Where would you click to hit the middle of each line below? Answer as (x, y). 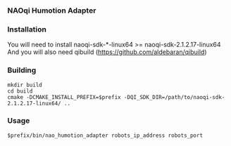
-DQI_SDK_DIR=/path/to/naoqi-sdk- (174, 97)
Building (22, 70)
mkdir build (25, 85)
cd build (20, 91)
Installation (27, 29)
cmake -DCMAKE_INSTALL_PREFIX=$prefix (64, 97)
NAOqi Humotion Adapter (52, 11)
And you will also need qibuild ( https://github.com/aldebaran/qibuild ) (107, 52)
